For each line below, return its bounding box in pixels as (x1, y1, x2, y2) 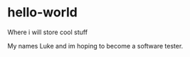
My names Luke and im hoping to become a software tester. (7, 41, 184, 50)
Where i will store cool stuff (7, 28, 88, 36)
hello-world (7, 4, 78, 21)
